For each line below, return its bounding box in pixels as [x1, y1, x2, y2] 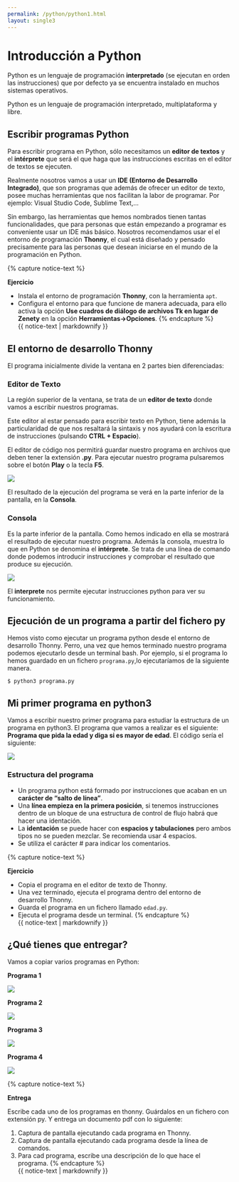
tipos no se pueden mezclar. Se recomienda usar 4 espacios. [17, 831, 197, 840]
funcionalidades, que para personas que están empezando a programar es [7, 220, 227, 228]
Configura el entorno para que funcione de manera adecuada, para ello [17, 300, 227, 308]
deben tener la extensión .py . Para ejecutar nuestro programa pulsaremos [7, 453, 224, 462]
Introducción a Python [7, 48, 142, 64]
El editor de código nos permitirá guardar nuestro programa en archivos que [7, 445, 231, 454]
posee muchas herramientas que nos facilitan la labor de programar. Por [7, 191, 220, 200]
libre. [7, 107, 23, 116]
